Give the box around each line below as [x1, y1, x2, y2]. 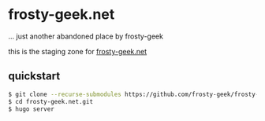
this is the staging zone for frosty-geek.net [8, 46, 147, 56]
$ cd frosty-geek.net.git [8, 97, 93, 105]
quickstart [8, 69, 61, 83]
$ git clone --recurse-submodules [8, 90, 122, 98]
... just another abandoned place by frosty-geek [8, 31, 164, 41]
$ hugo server [8, 104, 55, 113]
